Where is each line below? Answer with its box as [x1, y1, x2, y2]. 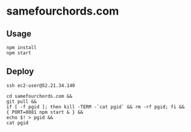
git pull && [6, 99, 37, 105]
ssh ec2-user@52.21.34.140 [6, 82, 75, 89]
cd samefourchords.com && [6, 93, 72, 99]
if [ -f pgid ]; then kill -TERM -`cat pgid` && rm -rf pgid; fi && [6, 103, 185, 110]
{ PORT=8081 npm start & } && [6, 109, 84, 115]
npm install [6, 44, 37, 50]
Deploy [6, 66, 34, 77]
